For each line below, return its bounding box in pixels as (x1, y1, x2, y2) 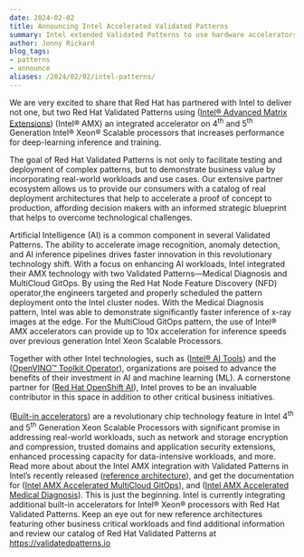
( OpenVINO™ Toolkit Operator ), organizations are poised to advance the (9, 363, 277, 374)
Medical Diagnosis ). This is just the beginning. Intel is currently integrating (9, 489, 286, 500)
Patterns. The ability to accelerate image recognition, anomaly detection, (9, 239, 280, 250)
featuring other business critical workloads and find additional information (9, 518, 285, 529)
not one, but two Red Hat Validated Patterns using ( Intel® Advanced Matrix (9, 106, 288, 118)
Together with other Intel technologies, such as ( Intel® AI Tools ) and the (9, 353, 277, 364)
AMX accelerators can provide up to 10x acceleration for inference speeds (9, 326, 287, 337)
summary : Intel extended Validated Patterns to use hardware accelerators (9, 30, 298, 39)
